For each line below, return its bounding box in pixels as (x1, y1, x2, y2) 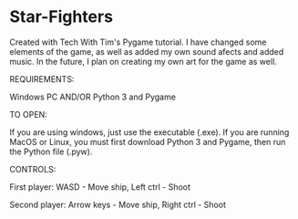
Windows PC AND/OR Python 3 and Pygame (9, 91, 176, 102)
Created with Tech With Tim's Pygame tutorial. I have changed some (9, 36, 267, 47)
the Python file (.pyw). (9, 146, 93, 157)
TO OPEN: (9, 109, 47, 120)
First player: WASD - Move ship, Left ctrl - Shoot (9, 181, 191, 193)
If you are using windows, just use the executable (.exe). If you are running (9, 126, 290, 138)
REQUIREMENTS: (9, 73, 75, 84)
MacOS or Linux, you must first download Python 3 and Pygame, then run (9, 136, 286, 147)
